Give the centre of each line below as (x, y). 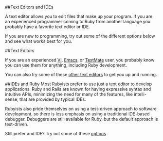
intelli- (140, 94)
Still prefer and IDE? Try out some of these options (55, 133)
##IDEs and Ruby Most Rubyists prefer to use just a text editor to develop (79, 84)
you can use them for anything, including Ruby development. (66, 65)
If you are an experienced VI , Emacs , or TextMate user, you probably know (80, 60)
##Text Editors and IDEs (29, 7)
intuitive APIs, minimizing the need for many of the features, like (69, 94)
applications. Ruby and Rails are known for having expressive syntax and (78, 89)
